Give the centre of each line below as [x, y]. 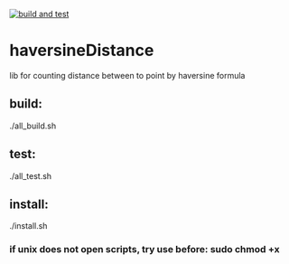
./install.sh [28, 226]
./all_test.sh [31, 175]
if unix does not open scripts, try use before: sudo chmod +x [144, 250]
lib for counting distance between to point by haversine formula [127, 75]
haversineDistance [82, 51]
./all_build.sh [33, 126]
